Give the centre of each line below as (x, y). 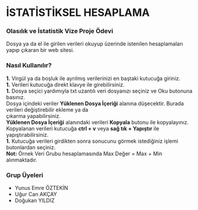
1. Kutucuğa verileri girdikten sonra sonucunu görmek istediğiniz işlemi (92, 141)
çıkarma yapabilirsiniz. (33, 116)
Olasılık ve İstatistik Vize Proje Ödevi (60, 31)
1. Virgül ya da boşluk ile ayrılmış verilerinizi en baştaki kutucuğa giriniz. (93, 78)
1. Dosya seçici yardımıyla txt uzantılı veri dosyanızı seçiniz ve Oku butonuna (99, 91)
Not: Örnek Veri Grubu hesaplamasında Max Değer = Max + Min (84, 153)
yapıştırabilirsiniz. (27, 134)
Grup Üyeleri (25, 175)
